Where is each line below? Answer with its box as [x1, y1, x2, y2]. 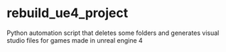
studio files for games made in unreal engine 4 [6, 36, 143, 44]
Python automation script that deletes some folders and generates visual [6, 28, 220, 37]
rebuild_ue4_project [6, 5, 129, 21]
